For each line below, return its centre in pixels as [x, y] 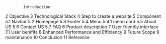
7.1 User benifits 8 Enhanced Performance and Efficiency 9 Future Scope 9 [82, 32]
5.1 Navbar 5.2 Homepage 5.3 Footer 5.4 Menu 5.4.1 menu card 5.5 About [81, 22]
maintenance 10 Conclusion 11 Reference [48, 37]
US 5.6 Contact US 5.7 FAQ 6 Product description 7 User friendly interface [82, 27]
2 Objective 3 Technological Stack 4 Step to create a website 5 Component [83, 16]
